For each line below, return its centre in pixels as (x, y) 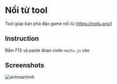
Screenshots (25, 66)
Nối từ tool (26, 10)
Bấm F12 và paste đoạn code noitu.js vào (47, 50)
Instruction (22, 39)
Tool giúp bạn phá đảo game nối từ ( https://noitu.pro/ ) (59, 24)
